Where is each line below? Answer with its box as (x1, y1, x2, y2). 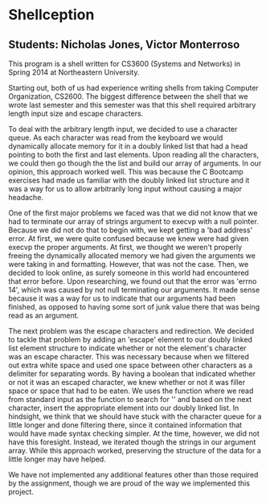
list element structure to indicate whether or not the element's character (8, 343, 247, 353)
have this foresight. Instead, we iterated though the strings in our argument (8, 437, 256, 447)
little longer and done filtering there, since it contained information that (8, 420, 243, 429)
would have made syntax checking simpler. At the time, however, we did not (8, 428, 260, 438)
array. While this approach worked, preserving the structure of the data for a (8, 446, 261, 455)
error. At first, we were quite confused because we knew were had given (8, 234, 249, 243)
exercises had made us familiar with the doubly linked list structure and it (8, 175, 250, 185)
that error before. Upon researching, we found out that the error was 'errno (8, 277, 257, 286)
